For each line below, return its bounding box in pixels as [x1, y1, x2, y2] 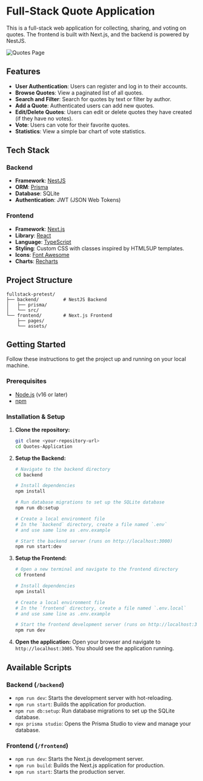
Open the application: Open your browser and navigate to [15, 638, 161, 646]
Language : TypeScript [15, 238, 72, 245]
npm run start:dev [15, 543, 62, 550]
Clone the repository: [15, 426, 70, 433]
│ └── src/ [6, 307, 39, 313]
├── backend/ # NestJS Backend [6, 296, 107, 302]
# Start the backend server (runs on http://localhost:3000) [15, 538, 173, 544]
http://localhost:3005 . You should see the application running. [15, 645, 175, 652]
